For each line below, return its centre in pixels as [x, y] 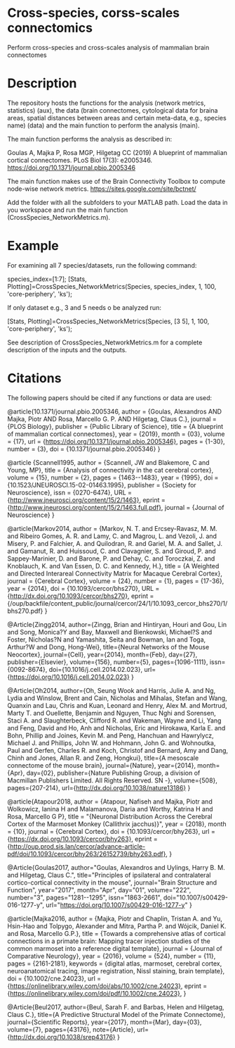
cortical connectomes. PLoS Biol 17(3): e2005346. [80, 160]
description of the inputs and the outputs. [67, 349]
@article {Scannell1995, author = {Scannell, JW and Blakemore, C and [108, 462]
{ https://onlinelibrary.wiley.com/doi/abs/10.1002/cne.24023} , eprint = [107, 986]
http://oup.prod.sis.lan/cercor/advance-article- [78, 846]
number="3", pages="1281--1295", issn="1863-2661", [85, 897]
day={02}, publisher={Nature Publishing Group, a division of [113, 773]
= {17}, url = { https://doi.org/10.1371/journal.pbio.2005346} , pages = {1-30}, [116, 441]
